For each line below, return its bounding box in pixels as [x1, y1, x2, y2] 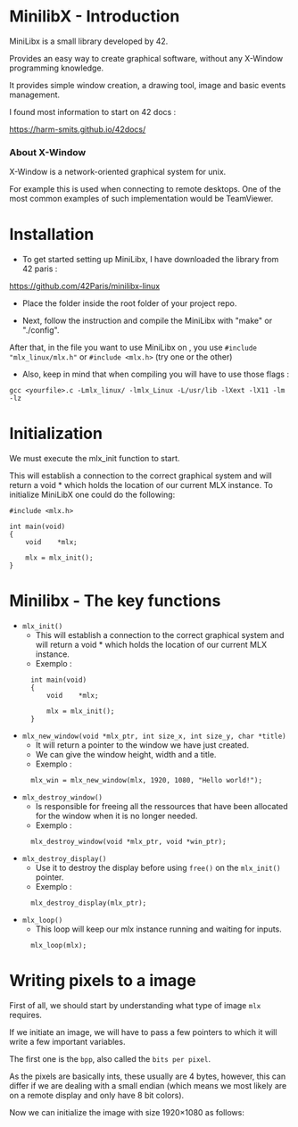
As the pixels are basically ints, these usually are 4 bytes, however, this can [9, 1071, 286, 1081]
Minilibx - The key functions [9, 591, 221, 611]
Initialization [9, 424, 103, 443]
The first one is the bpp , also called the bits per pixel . [9, 1053, 211, 1064]
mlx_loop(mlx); [30, 941, 87, 950]
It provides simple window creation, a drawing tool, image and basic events [9, 79, 286, 90]
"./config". [21, 325, 60, 336]
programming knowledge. [9, 62, 104, 73]
